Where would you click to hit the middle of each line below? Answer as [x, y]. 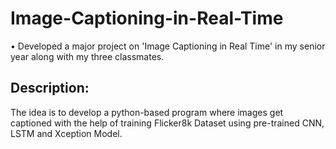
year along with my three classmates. [87, 56]
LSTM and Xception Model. [66, 133]
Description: [50, 88]
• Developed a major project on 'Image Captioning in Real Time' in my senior [168, 46]
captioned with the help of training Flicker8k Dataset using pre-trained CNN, [167, 123]
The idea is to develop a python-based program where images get [147, 112]
